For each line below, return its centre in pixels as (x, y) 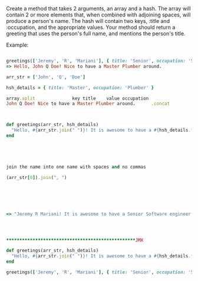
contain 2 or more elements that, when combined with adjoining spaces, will (98, 15)
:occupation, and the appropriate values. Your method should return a (91, 27)
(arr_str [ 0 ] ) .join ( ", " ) (37, 177)
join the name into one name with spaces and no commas (76, 167)
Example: (17, 45)
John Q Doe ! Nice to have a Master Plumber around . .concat (88, 104)
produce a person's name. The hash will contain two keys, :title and (88, 21)
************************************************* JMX (75, 240)
